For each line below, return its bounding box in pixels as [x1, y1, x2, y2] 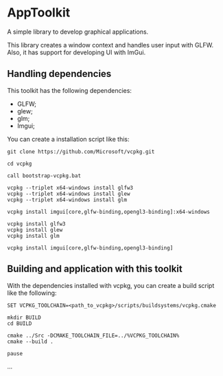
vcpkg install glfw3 [7, 220, 67, 228]
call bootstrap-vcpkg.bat [7, 172, 81, 179]
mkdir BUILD [7, 314, 41, 321]
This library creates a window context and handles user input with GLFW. [7, 41, 214, 49]
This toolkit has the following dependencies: [7, 86, 132, 94]
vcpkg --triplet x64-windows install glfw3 [7, 184, 134, 191]
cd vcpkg [7, 160, 32, 167]
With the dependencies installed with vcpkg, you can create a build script [7, 281, 215, 289]
